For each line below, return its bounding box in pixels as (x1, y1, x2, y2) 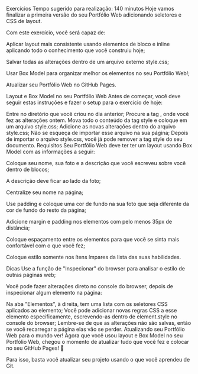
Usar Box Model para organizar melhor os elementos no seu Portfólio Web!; (6, 70, 190, 76)
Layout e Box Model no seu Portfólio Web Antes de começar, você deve (6, 93, 181, 99)
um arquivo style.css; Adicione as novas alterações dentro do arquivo (6, 123, 176, 130)
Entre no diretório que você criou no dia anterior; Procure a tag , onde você (6, 111, 189, 117)
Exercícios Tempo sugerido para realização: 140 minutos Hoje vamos (6, 5, 174, 12)
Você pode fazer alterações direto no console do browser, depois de (6, 283, 173, 289)
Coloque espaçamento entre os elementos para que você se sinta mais (6, 236, 179, 243)
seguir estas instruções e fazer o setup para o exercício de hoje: (6, 99, 163, 106)
